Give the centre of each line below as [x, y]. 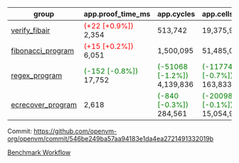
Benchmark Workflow [39, 152]
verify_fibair [31, 30]
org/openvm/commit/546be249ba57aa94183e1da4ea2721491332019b [111, 139]
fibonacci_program [43, 51]
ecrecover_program [44, 105]
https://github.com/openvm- [75, 131]
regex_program [37, 75]
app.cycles [176, 14]
